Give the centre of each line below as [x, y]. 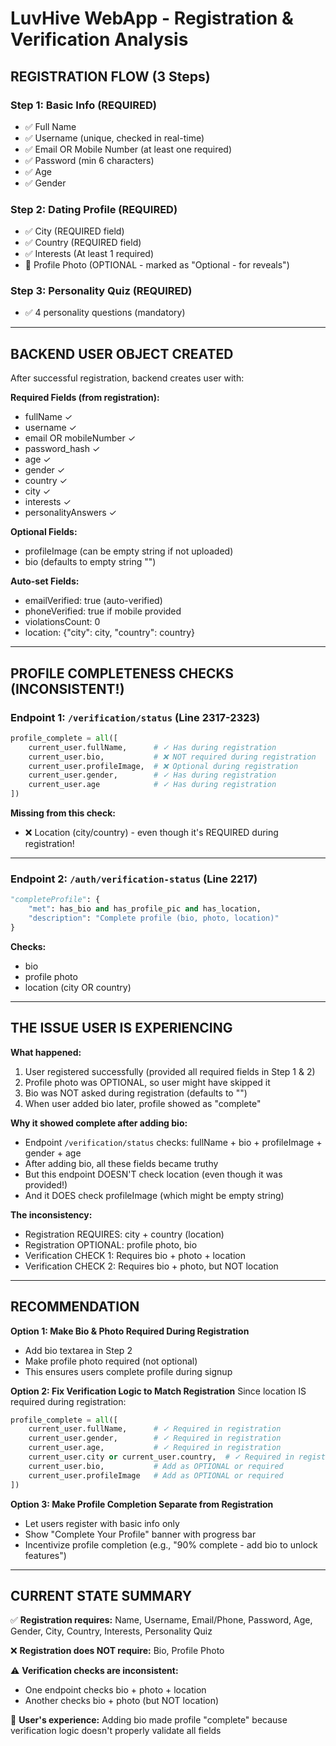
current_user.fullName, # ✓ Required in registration [155, 1429]
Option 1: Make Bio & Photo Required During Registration [130, 1331]
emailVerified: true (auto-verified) [93, 601]
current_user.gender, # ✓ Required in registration [155, 1438]
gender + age [53, 1153]
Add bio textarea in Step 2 [78, 1350]
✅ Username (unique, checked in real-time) [114, 138]
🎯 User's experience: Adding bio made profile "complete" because [149, 1720]
